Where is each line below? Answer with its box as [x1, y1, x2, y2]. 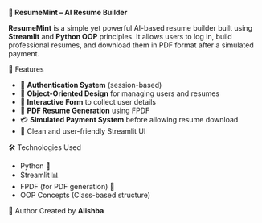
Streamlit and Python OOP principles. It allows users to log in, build [8, 32, 233, 41]
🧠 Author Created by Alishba [8, 206, 104, 215]
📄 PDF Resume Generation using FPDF [19, 105, 150, 115]
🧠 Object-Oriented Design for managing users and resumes [19, 89, 219, 98]
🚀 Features [8, 64, 44, 74]
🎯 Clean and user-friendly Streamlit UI [19, 126, 146, 136]
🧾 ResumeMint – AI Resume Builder [8, 8, 128, 17]
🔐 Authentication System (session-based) [19, 81, 162, 89]
